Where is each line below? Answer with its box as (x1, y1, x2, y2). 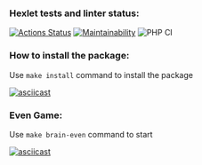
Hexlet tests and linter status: (9, 7, 140, 20)
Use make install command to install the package (9, 69, 194, 80)
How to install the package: (9, 50, 130, 62)
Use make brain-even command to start (9, 129, 153, 139)
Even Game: (9, 109, 63, 122)
